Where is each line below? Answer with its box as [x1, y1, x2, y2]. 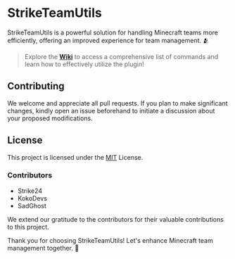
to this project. [7, 222, 49, 231]
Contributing [7, 80, 65, 92]
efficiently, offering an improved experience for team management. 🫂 [7, 36, 210, 44]
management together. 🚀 [7, 244, 80, 252]
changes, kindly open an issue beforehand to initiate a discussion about [7, 106, 215, 115]
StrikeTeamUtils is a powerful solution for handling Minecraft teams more [7, 28, 218, 37]
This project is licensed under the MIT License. [7, 153, 144, 161]
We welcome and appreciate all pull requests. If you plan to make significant [7, 99, 228, 107]
